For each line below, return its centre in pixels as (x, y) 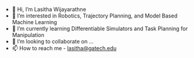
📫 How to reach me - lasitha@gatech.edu (64, 48)
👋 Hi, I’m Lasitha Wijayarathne (49, 9)
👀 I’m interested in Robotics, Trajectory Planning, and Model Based (95, 16)
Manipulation (28, 35)
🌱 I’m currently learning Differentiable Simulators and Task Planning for (100, 28)
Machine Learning (34, 22)
